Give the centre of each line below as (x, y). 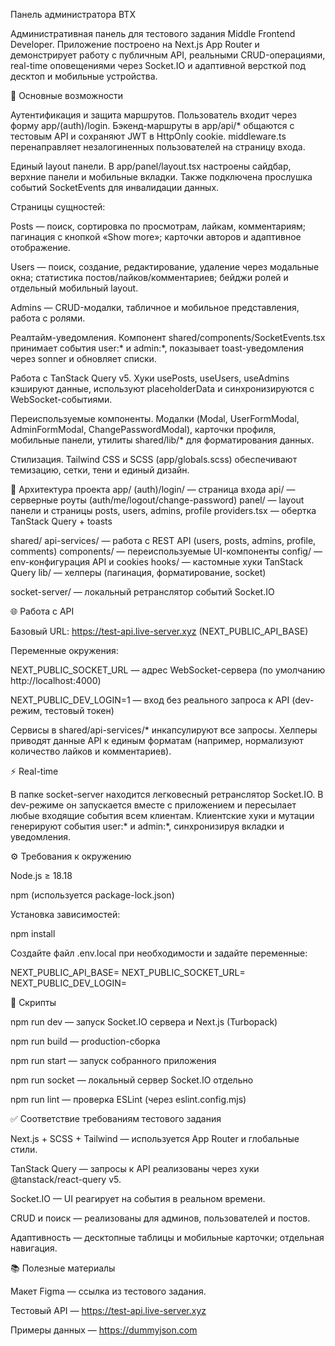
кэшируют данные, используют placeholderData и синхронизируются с (162, 388)
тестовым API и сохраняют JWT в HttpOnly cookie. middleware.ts (148, 136)
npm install (33, 933)
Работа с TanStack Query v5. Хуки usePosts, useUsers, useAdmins (150, 378)
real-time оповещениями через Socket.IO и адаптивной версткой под (158, 65)
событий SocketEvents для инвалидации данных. (115, 187)
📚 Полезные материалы (63, 1268)
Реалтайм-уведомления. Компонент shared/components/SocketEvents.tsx (168, 337)
